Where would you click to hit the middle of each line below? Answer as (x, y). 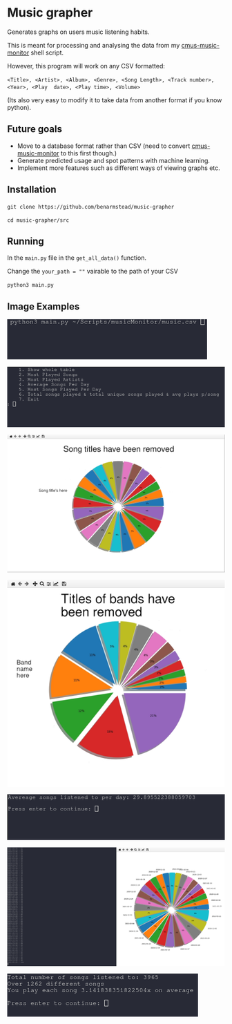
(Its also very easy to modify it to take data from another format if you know (115, 100)
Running (26, 241)
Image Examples (43, 306)
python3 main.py (30, 285)
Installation (32, 190)
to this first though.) (89, 153)
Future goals (35, 129)
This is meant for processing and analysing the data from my (94, 45)
